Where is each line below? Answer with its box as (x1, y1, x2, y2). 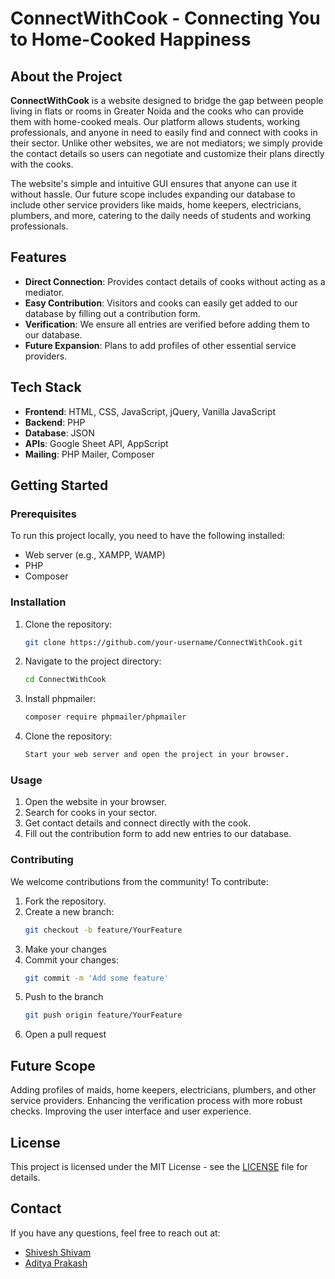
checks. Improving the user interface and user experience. (10, 1105, 252, 1117)
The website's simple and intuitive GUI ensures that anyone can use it (10, 178, 298, 189)
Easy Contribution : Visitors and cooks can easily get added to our (24, 297, 298, 309)
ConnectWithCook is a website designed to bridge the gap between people (10, 95, 324, 106)
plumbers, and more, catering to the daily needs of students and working (10, 210, 312, 221)
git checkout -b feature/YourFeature (24, 925, 183, 935)
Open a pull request (24, 1028, 107, 1041)
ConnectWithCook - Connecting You (10, 7, 321, 30)
